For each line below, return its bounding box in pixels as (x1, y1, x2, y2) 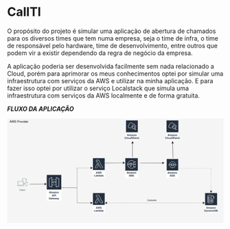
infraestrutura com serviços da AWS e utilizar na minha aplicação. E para (7, 76, 214, 85)
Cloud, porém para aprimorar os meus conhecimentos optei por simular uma (7, 69, 224, 78)
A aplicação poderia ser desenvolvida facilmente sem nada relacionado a (7, 62, 214, 70)
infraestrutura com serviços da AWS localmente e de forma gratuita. (7, 91, 200, 100)
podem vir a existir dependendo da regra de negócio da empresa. (7, 49, 194, 57)
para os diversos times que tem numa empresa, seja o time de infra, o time (7, 34, 218, 42)
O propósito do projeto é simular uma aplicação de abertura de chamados (7, 27, 216, 35)
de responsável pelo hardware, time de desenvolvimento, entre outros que (7, 41, 218, 50)
